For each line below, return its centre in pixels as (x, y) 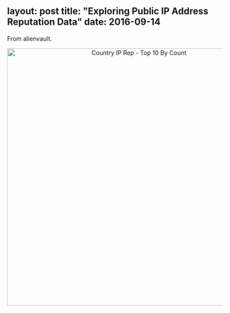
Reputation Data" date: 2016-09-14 (84, 22)
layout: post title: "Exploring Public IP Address (108, 11)
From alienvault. (30, 38)
